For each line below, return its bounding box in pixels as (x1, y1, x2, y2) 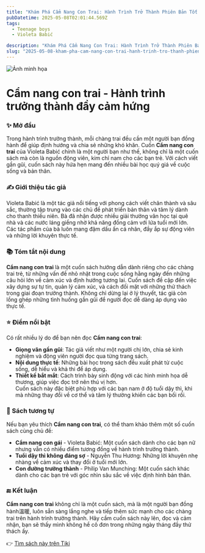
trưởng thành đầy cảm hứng (6, 99, 151, 114)
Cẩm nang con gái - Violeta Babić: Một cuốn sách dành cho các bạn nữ (15, 439, 196, 446)
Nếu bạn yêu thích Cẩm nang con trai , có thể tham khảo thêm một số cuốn (6, 421, 195, 428)
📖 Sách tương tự (6, 407, 55, 415)
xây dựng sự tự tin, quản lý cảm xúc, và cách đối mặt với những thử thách (6, 283, 191, 290)
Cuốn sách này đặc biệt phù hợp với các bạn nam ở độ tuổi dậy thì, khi (15, 385, 193, 392)
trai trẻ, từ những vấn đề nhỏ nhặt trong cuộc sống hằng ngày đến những (6, 270, 190, 277)
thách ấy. (6, 527, 29, 535)
